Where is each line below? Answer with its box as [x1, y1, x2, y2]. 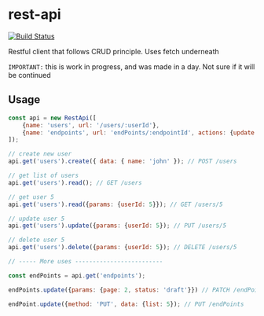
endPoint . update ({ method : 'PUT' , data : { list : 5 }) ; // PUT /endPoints [8, 300, 244, 308]
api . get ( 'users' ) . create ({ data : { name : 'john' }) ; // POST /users [8, 157, 237, 166]
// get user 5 [8, 193, 55, 201]
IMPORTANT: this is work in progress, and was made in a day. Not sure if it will [8, 61, 255, 72]
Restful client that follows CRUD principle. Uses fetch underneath [8, 46, 219, 56]
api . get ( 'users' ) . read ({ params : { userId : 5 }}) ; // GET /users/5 [8, 200, 223, 208]
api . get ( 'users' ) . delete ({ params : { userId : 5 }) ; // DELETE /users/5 [8, 244, 237, 252]
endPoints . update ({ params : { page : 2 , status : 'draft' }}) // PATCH [8, 285, 230, 294]
